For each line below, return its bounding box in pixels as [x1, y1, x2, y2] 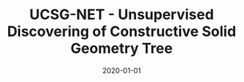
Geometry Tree [70, 40, 173, 57]
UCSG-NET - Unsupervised [29, 6, 214, 24]
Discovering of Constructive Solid [6, 22, 237, 41]
